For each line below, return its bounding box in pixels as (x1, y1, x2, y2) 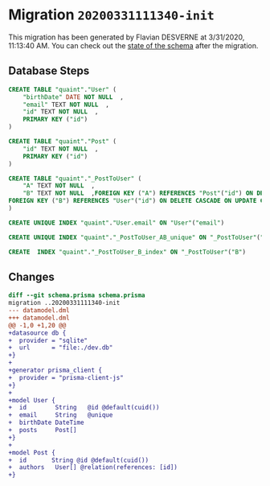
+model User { (8, 396, 56, 404)
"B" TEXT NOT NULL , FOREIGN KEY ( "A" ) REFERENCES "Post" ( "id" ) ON (22, 189, 253, 198)
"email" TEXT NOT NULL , (22, 101, 110, 109)
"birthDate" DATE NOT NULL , (22, 93, 125, 101)
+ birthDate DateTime (8, 418, 84, 427)
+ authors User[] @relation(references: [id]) (8, 463, 178, 472)
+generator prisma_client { (8, 366, 103, 375)
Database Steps (8, 64, 90, 78)
